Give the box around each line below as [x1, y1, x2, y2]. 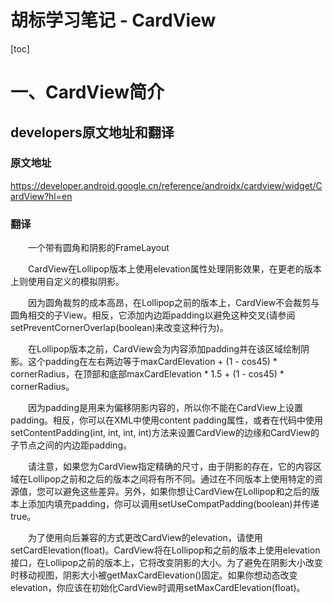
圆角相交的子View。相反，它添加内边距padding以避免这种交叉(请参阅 [10, 309, 296, 321]
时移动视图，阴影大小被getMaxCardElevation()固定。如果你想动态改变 [10, 569, 298, 581]
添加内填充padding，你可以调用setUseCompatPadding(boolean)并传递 [27, 498, 320, 510]
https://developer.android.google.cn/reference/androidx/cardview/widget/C [10, 179, 323, 191]
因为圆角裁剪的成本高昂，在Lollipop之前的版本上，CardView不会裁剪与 [28, 297, 320, 309]
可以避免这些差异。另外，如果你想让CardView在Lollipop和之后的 [44, 486, 312, 498]
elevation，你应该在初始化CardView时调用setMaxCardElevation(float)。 [10, 582, 306, 594]
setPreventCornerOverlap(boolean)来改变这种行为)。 [10, 322, 229, 334]
